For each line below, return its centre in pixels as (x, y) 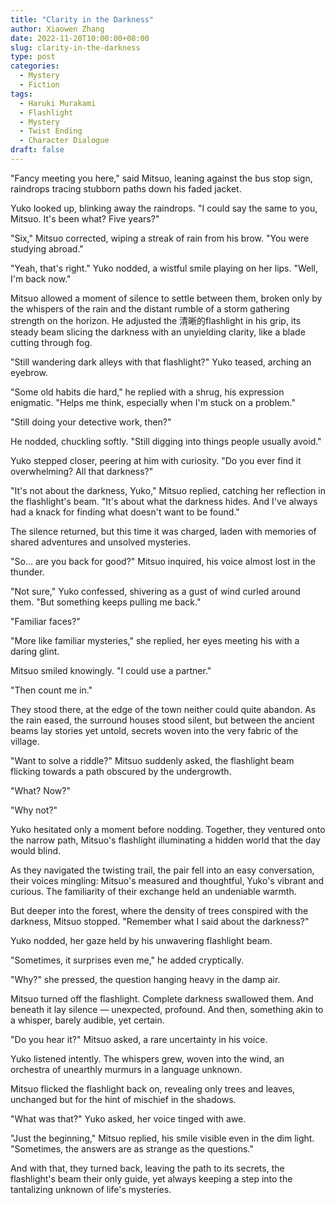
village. (25, 741)
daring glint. (35, 651)
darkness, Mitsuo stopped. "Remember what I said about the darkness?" (160, 921)
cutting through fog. (51, 342)
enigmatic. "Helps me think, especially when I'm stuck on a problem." (153, 402)
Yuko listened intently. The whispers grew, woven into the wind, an (147, 1058)
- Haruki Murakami (58, 103)
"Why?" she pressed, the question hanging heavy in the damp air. (145, 979)
